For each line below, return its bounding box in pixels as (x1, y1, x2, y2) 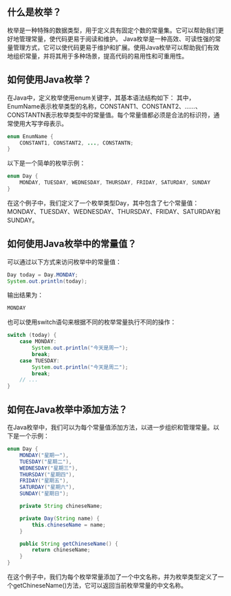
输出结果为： (7, 291, 43, 299)
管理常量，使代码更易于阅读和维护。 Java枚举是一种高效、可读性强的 (19, 34, 215, 43)
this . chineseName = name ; (32, 521, 107, 528)
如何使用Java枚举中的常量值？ (7, 238, 137, 250)
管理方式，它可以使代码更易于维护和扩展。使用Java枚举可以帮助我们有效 (12, 43, 220, 52)
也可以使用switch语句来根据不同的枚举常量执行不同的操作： (7, 318, 177, 327)
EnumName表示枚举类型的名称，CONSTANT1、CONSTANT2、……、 (7, 102, 201, 110)
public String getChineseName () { (19, 540, 118, 547)
